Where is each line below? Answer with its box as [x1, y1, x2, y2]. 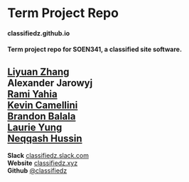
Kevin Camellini [7, 99, 78, 111]
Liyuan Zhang [7, 65, 70, 77]
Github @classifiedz [7, 166, 67, 175]
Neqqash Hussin [7, 132, 83, 144]
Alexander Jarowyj [7, 77, 93, 89]
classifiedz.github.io [7, 28, 70, 37]
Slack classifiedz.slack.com [7, 151, 89, 160]
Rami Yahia [7, 87, 58, 100]
